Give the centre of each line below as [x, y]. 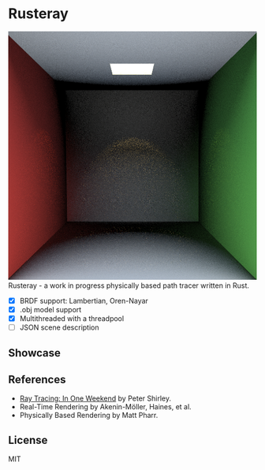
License [28, 440]
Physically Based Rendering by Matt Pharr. [89, 416]
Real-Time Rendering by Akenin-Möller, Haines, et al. [105, 407]
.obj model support [50, 310]
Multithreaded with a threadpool [72, 319]
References [37, 379]
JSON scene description [59, 327]
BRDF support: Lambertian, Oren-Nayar [84, 300]
